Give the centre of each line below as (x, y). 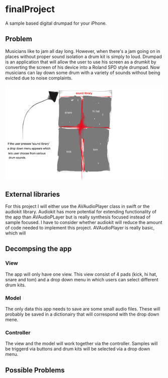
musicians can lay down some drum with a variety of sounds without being (83, 72)
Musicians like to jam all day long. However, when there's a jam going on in (83, 51)
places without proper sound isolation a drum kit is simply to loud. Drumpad (83, 56)
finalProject (30, 9)
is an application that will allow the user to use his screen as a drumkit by (81, 62)
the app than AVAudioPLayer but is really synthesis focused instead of (78, 217)
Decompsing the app (38, 249)
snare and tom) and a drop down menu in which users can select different (82, 279)
